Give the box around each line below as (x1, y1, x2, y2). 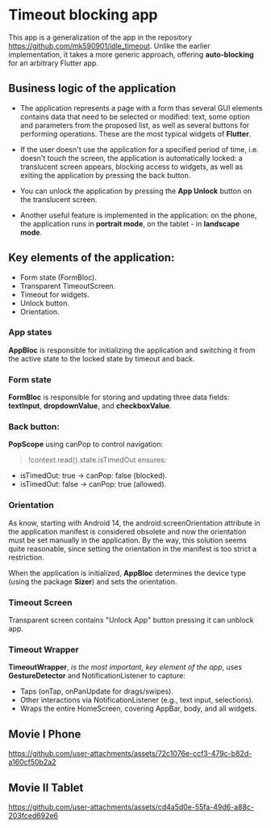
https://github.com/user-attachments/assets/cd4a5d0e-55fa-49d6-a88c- (8, 802, 255, 812)
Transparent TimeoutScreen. (19, 281, 116, 290)
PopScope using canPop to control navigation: (8, 439, 164, 450)
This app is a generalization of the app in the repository (8, 32, 192, 42)
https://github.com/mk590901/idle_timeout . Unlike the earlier (8, 40, 211, 50)
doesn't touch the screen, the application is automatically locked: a (19, 153, 244, 163)
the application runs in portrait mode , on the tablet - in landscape (19, 218, 240, 228)
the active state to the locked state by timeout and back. (8, 353, 195, 363)
